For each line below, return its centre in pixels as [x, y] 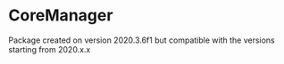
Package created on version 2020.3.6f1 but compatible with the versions [142, 40]
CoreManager [61, 16]
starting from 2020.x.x [50, 49]
